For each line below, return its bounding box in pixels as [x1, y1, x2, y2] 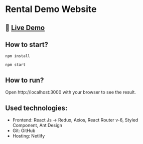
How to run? [5, 76, 44, 84]
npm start [5, 62, 26, 67]
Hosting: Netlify [12, 133, 45, 139]
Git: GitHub [12, 127, 36, 133]
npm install [5, 53, 30, 58]
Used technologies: [5, 103, 68, 112]
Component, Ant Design [12, 122, 63, 128]
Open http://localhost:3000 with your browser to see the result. [5, 89, 136, 95]
